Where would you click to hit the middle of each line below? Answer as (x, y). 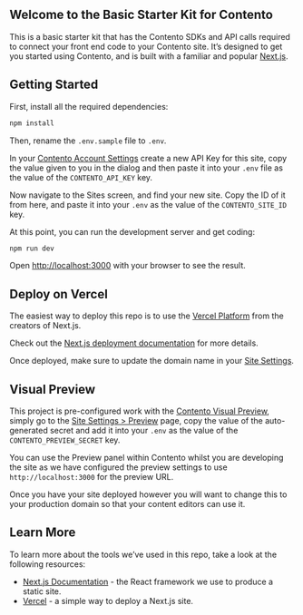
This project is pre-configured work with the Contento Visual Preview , (140, 411)
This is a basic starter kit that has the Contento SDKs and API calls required (150, 36)
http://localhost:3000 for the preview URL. (92, 477)
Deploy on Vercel (59, 294)
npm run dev (32, 249)
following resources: (48, 564)
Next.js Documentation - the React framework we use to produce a (148, 581)
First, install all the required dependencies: (89, 106)
